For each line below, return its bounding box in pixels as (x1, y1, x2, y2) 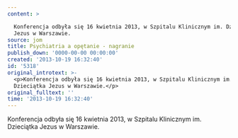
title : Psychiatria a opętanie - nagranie (7, 43, 135, 50)
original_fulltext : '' (7, 89, 74, 96)
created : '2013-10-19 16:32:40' (7, 56, 103, 64)
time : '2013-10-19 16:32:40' (7, 96, 93, 103)
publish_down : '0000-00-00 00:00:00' (7, 50, 119, 57)
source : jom (7, 36, 42, 43)
